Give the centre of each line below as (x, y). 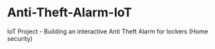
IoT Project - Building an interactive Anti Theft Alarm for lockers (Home (108, 31)
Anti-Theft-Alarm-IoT (70, 13)
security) (20, 38)
